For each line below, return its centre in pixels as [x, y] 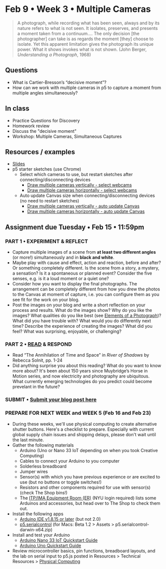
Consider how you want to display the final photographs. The [75, 284]
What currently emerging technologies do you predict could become [82, 381]
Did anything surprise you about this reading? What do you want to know [87, 366]
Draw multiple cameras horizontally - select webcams [82, 190]
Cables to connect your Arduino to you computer [70, 461]
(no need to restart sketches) [49, 201]
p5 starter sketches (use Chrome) [47, 169]
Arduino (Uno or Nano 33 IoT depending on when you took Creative [89, 450]
